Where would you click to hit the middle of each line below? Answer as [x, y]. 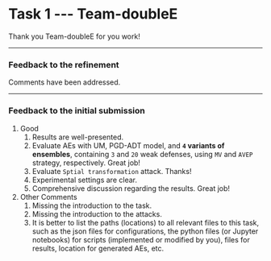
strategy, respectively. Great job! [86, 163]
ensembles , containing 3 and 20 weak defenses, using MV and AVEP [142, 154]
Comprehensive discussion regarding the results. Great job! [131, 188]
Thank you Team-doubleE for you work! [75, 36]
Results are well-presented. [77, 137]
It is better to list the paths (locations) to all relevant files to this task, [146, 222]
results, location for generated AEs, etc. [98, 248]
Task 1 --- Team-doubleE [93, 14]
